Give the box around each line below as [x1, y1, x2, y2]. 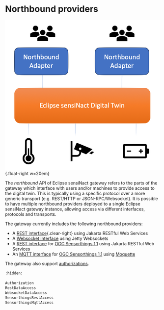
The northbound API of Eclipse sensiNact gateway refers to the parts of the [5, 180, 158, 186]
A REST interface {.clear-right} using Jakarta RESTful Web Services [12, 231, 148, 236]
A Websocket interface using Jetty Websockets [12, 235, 109, 241]
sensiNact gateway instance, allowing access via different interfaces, [5, 206, 145, 212]
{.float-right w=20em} [5, 171, 50, 177]
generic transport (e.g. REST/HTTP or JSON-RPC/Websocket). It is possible [5, 196, 158, 202]
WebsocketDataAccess [5, 290, 48, 295]
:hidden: [5, 271, 23, 276]
